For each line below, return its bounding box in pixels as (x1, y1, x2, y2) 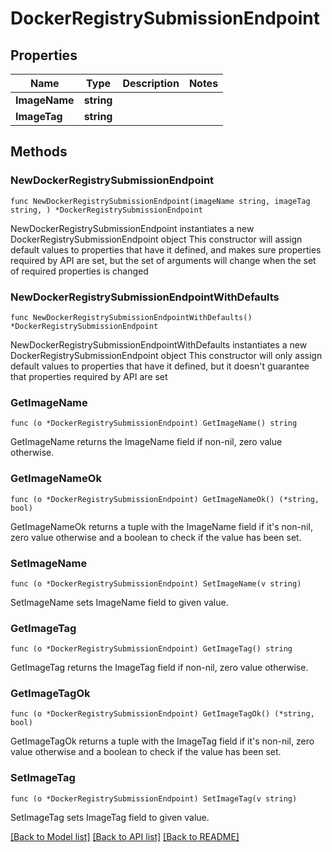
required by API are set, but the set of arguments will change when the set (10, 254, 317, 266)
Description (122, 77, 180, 90)
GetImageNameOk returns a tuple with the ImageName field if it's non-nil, (10, 520, 313, 532)
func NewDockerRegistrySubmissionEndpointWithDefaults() (10, 312, 253, 322)
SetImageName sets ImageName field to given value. (10, 596, 229, 608)
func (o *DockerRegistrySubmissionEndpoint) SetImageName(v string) (10, 578, 302, 589)
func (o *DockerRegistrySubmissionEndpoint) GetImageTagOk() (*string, (10, 709, 315, 719)
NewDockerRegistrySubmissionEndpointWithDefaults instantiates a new (10, 338, 308, 351)
